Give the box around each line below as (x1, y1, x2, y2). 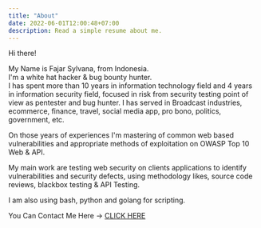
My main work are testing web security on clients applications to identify (8, 163, 247, 173)
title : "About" (8, 11, 59, 20)
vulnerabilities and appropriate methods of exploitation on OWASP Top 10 (8, 139, 250, 149)
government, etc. (8, 115, 65, 125)
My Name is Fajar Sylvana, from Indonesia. (8, 64, 149, 74)
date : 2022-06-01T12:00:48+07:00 (8, 19, 120, 27)
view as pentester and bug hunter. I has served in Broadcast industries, (8, 98, 243, 108)
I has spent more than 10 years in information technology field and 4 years (8, 81, 253, 90)
